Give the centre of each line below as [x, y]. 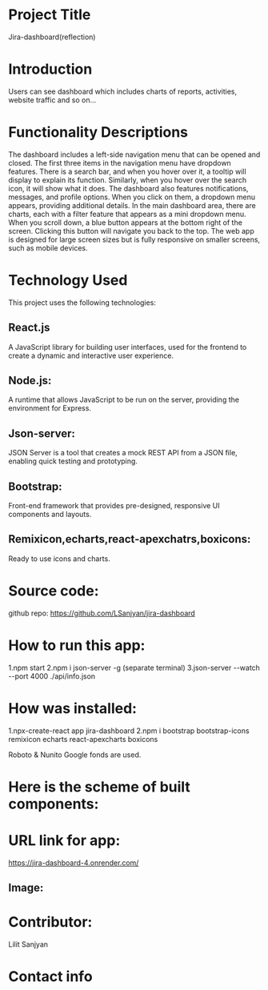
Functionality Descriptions [98, 132]
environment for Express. [50, 408]
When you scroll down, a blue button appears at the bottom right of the [125, 222]
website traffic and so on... [52, 100]
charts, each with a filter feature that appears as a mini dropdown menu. [127, 214]
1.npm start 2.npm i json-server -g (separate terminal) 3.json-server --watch [134, 667]
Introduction [50, 69]
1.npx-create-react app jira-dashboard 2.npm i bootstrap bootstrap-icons [129, 731]
